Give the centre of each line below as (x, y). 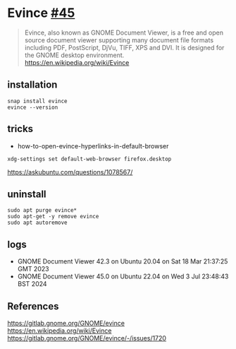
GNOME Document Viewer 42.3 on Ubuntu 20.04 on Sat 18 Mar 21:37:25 (123, 261)
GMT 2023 (33, 269)
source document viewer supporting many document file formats (119, 40)
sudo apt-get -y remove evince (53, 217)
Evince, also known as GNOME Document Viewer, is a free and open (124, 32)
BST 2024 (32, 284)
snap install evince (38, 101)
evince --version (33, 107)
